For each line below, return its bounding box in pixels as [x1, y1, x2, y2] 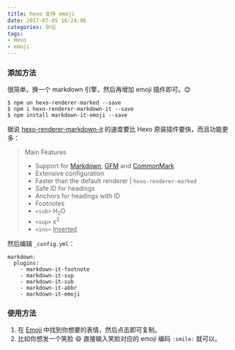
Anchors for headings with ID [35, 192, 121, 200]
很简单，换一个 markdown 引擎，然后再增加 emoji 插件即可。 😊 [7, 86, 191, 94]
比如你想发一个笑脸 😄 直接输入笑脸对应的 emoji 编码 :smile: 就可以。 [17, 334, 221, 343]
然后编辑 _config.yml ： [7, 239, 76, 247]
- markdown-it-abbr [20, 284, 78, 291]
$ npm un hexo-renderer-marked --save [7, 100, 121, 107]
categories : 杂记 [7, 23, 56, 30]
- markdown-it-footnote [20, 266, 90, 273]
